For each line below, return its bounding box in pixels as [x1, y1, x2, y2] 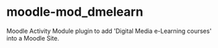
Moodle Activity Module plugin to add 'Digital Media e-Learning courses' [6, 27, 212, 35]
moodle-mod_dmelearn [6, 4, 143, 20]
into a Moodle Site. [6, 34, 60, 42]
